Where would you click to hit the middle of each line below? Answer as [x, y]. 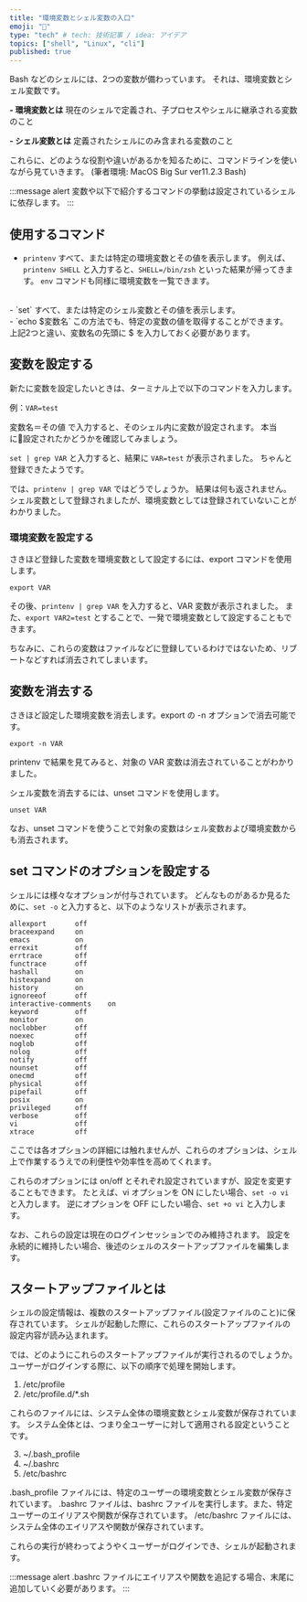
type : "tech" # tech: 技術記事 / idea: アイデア [98, 35]
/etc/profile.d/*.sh [56, 1394]
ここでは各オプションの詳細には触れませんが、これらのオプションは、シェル [153, 1149]
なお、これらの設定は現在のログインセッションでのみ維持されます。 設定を [150, 1234]
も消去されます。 [41, 839]
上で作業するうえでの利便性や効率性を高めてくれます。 [113, 1161]
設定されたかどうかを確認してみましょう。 [102, 438]
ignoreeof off [49, 996]
